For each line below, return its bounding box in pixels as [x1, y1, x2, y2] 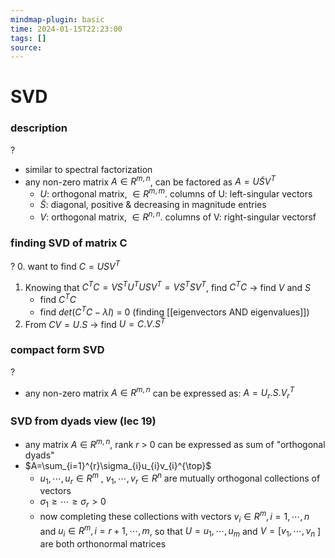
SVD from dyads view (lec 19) [10, 414, 157, 428]
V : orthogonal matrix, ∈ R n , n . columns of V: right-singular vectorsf [39, 209, 317, 223]
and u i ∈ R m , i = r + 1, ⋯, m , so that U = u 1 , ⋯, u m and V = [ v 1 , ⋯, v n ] [39, 523, 322, 540]
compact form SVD [10, 343, 105, 357]
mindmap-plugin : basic [10, 14, 105, 25]
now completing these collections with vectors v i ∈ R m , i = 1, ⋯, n [39, 509, 310, 525]
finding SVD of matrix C [10, 236, 128, 250]
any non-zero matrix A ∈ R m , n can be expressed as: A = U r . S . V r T [24, 385, 295, 401]
